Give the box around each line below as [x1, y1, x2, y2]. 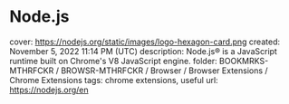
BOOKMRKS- [218, 55, 269, 66]
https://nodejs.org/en [9, 84, 89, 95]
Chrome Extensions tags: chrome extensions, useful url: [9, 74, 219, 85]
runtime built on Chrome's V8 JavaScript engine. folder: [9, 55, 217, 66]
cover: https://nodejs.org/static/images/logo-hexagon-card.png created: [9, 36, 281, 47]
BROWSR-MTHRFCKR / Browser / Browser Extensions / [60, 65, 269, 76]
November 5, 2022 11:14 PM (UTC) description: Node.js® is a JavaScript [9, 45, 278, 56]
